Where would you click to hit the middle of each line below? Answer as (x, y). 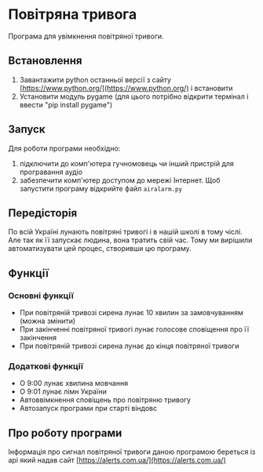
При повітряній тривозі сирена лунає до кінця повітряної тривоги (129, 346)
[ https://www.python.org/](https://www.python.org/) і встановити (126, 88)
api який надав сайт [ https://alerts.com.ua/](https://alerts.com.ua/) (117, 460)
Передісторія (43, 213)
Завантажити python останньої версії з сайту (95, 79)
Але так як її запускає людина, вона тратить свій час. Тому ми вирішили (130, 240)
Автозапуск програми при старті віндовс (88, 408)
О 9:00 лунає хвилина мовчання (73, 383)
